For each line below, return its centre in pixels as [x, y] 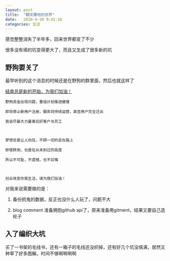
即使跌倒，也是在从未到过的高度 [34, 150]
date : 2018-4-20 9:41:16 [34, 19]
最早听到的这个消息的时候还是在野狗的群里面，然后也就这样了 [70, 81]
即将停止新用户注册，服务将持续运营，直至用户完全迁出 [55, 112]
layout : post [19, 10]
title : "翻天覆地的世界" [30, 15]
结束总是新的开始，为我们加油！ [39, 91]
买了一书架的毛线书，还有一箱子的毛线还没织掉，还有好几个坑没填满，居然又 [85, 247]
